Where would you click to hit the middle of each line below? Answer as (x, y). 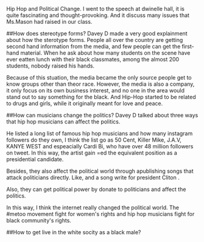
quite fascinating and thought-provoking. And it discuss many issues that (98, 15)
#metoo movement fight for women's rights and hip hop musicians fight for (100, 214)
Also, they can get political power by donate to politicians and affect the (96, 189)
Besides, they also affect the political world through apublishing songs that (100, 171)
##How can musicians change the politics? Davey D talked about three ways (102, 115)
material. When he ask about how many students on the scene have (105, 53)
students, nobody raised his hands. (51, 66)
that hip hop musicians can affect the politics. (63, 122)
